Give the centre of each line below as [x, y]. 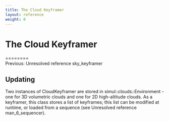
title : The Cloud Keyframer [35, 10]
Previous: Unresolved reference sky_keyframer [54, 64]
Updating [20, 79]
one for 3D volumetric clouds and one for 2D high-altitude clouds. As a [79, 97]
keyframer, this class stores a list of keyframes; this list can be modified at [82, 102]
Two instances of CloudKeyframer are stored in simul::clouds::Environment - [84, 92]
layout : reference [24, 15]
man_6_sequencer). [25, 113]
